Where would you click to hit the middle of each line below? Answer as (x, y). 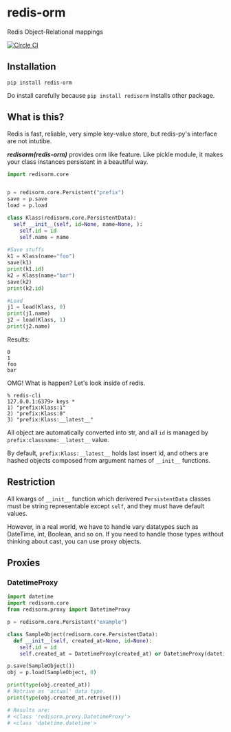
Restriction (31, 482)
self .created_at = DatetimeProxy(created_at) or (90, 653)
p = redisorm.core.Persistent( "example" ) (67, 622)
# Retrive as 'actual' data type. (57, 691)
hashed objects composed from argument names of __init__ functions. (109, 460)
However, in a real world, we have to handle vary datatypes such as (103, 526)
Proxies (24, 563)
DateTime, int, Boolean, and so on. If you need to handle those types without (115, 534)
